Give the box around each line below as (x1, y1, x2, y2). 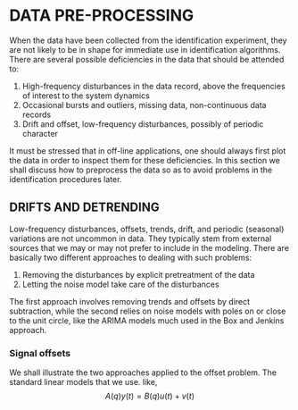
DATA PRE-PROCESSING (9, 5, 195, 26)
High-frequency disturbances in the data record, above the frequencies (21, 80, 286, 91)
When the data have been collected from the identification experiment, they (9, 35, 287, 46)
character (21, 128, 58, 138)
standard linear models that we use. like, (9, 377, 158, 388)
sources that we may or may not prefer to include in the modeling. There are (9, 242, 290, 253)
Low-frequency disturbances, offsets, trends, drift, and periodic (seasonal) (9, 223, 285, 234)
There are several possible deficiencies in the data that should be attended (9, 54, 285, 64)
